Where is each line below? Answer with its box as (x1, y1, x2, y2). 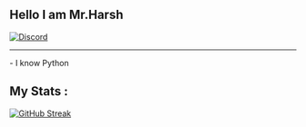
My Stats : (9, 83, 68, 99)
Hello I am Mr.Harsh (9, 7, 124, 23)
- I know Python (9, 57, 70, 68)
